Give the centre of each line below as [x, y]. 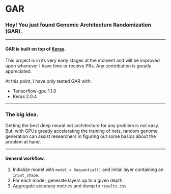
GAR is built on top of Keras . [36, 49]
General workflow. [25, 158]
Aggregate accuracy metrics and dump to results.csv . [70, 186]
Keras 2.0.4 [25, 96]
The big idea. [22, 114]
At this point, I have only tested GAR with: [49, 81]
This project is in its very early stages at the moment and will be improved [83, 60]
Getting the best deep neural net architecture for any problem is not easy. [82, 125]
